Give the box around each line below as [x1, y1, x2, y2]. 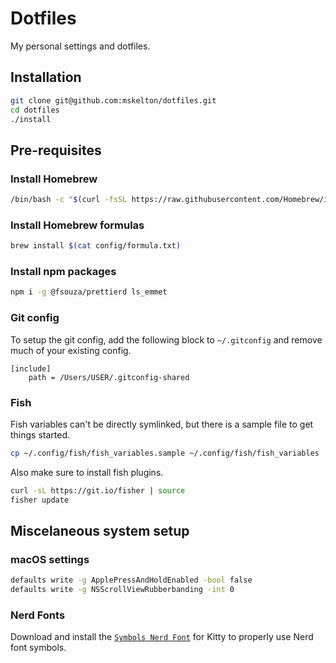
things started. [10, 428, 71, 441]
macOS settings [10, 552, 90, 566]
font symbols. [10, 642, 67, 654]
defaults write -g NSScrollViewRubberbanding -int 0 [10, 585, 235, 595]
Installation [10, 69, 82, 86]
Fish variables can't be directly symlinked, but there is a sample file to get [10, 418, 314, 430]
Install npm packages [10, 265, 117, 279]
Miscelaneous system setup [10, 522, 190, 539]
